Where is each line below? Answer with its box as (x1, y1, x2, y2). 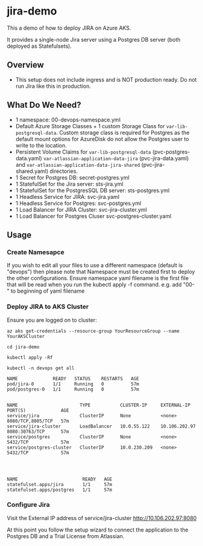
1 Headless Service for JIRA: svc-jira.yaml (15, 193, 120, 200)
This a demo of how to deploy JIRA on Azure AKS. (7, 24, 131, 31)
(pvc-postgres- (152, 148, 190, 155)
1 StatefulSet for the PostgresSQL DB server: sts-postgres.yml (15, 186, 170, 194)
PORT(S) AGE (7, 407, 69, 414)
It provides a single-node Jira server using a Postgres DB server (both (7, 36, 181, 43)
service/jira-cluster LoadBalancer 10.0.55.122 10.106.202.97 (7, 423, 196, 429)
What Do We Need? (7, 100, 81, 110)
